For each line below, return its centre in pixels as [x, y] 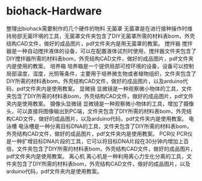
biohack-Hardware [54, 11]
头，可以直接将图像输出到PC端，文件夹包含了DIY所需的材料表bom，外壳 [96, 111]
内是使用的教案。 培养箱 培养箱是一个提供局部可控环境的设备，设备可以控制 [100, 66]
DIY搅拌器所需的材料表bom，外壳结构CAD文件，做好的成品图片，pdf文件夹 [100, 58]
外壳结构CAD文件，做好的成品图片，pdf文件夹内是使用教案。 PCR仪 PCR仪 [99, 133]
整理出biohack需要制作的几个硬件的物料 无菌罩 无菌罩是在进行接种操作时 [97, 28]
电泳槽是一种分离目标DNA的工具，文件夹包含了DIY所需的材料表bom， [105, 126]
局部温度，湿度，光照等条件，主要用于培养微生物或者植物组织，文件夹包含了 [101, 73]
